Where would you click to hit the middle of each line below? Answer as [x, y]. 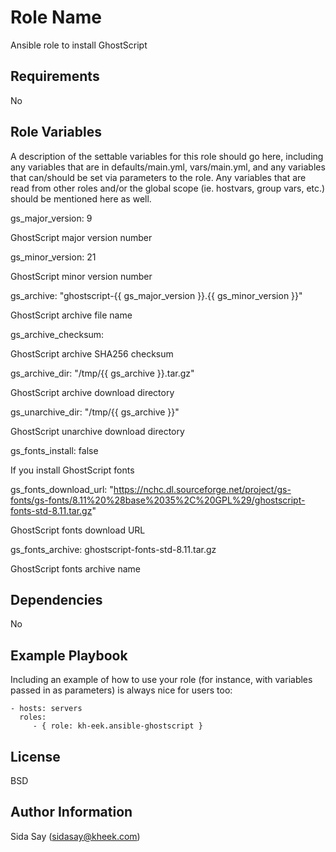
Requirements [55, 76]
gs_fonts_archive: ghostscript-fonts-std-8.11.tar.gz [113, 549]
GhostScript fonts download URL [78, 530]
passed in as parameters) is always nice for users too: [121, 690]
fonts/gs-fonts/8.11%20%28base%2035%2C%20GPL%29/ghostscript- [158, 500]
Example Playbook [69, 655]
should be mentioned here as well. [81, 198]
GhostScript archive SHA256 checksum [92, 353]
